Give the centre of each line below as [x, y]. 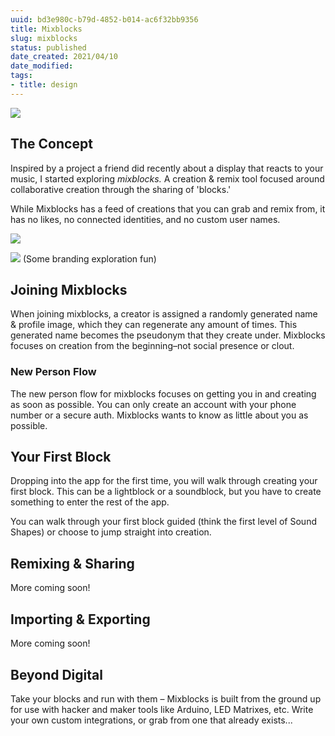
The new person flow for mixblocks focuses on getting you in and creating [163, 393]
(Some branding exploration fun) [89, 258]
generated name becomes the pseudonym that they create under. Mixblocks [168, 335]
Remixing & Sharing [72, 563]
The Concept [51, 144]
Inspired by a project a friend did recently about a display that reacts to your [167, 168]
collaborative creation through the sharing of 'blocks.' [121, 189]
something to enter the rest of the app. [90, 502]
